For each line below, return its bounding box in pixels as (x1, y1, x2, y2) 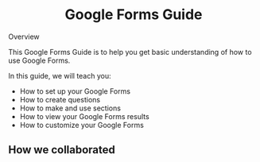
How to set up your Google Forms (19, 86, 131, 96)
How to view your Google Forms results (19, 111, 149, 121)
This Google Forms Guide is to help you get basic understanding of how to (8, 47, 252, 56)
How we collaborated (8, 143, 115, 156)
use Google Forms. (8, 56, 71, 65)
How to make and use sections (19, 103, 122, 113)
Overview (8, 32, 40, 41)
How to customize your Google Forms (19, 120, 145, 129)
